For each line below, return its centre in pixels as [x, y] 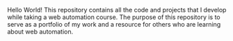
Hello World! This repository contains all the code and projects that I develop [117, 10]
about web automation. [40, 31]
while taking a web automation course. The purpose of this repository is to [114, 17]
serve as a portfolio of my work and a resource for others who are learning [114, 24]
